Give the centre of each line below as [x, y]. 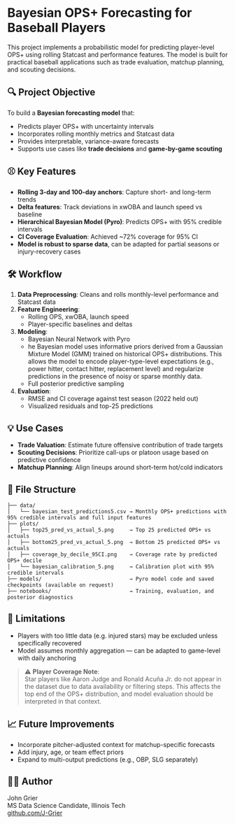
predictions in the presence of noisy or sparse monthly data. [115, 377]
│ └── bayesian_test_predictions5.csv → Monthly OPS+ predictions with [117, 512]
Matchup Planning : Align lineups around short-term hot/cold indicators [120, 468]
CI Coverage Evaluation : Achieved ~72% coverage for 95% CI [107, 237]
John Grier [23, 798]
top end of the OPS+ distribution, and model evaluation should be [119, 694]
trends [27, 199]
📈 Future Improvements [61, 724]
